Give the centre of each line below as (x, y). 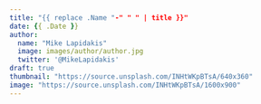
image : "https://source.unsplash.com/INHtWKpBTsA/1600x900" (126, 85)
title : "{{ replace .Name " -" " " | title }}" (99, 18)
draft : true (32, 69)
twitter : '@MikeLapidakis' (68, 60)
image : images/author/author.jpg (81, 52)
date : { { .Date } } (44, 26)
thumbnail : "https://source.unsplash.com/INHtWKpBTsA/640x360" (131, 77)
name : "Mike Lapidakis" (62, 43)
